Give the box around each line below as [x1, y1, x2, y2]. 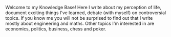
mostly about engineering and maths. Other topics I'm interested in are [5, 20, 155, 26]
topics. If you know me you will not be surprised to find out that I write [5, 15, 153, 21]
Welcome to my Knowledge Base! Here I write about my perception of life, [5, 5, 161, 10]
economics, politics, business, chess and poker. [5, 26, 106, 32]
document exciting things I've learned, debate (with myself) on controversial [5, 10, 166, 16]
